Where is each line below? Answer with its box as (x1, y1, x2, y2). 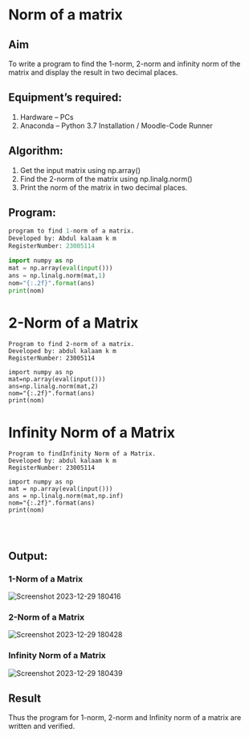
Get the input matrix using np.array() (19, 165, 141, 175)
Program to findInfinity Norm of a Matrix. (8, 450, 157, 458)
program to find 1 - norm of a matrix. (8, 227, 135, 235)
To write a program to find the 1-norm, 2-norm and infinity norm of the (8, 59, 241, 68)
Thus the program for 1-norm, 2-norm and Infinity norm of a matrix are (8, 713, 242, 723)
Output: (8, 549, 48, 562)
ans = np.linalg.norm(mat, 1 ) (8, 271, 106, 279)
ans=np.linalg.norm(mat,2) (8, 382, 99, 391)
